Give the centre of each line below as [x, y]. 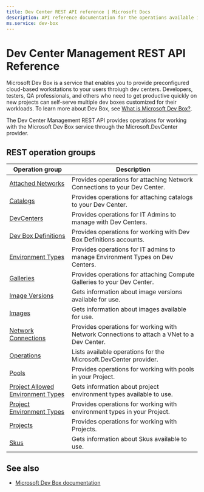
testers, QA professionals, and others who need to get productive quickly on [102, 96]
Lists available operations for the [118, 352]
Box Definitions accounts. [108, 240]
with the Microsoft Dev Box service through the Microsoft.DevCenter [92, 127]
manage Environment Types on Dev [123, 257]
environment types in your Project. [121, 412]
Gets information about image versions [127, 292]
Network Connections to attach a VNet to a [133, 334]
